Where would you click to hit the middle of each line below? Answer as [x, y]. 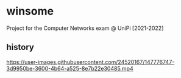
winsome [30, 11]
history [20, 47]
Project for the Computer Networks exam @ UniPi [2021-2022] [85, 28]
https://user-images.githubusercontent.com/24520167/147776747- [90, 62]
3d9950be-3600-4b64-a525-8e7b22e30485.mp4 [70, 68]
